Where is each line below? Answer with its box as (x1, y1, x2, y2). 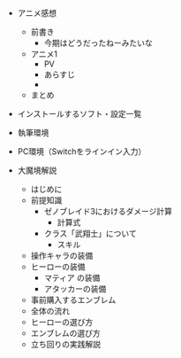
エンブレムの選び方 (30, 328, 101, 339)
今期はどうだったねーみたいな (43, 38, 153, 48)
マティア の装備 (43, 273, 101, 283)
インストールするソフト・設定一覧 (17, 109, 142, 119)
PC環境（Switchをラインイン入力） (17, 146, 147, 157)
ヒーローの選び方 (30, 317, 94, 327)
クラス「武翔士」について (43, 229, 137, 238)
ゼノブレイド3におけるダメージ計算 (43, 206, 172, 216)
